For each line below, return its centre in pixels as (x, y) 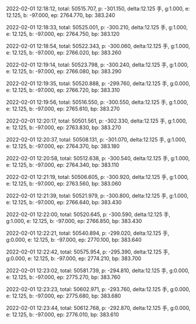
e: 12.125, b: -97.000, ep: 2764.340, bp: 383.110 (63, 165)
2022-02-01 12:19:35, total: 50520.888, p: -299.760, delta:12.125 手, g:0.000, (98, 83)
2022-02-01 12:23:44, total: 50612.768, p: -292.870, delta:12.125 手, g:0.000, (98, 308)
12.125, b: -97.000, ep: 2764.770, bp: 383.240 (61, 15)
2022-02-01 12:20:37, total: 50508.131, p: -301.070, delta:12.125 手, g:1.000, (96, 139)
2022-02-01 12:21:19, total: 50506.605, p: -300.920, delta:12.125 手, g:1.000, (97, 177)
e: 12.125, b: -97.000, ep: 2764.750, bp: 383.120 (63, 34)
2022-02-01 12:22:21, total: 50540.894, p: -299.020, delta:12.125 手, (88, 233)
